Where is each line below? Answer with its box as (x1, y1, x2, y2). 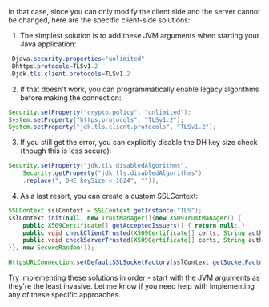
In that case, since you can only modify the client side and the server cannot (8, 7, 261, 16)
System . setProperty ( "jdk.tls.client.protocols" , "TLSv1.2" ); (8, 123, 217, 131)
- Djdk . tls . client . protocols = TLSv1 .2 (8, 70, 130, 78)
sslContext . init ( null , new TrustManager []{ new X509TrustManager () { (8, 214, 242, 222)
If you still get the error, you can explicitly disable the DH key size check (19, 138, 258, 147)
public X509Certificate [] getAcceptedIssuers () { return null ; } (22, 221, 246, 229)
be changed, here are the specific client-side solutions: (8, 15, 191, 25)
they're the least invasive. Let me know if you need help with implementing (8, 281, 255, 291)
